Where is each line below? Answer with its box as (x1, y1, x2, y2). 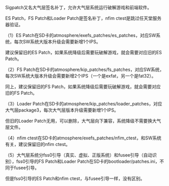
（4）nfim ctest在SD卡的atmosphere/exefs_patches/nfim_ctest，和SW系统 (5, 135, 161, 141)
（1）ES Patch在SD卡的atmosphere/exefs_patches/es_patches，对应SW (5, 32, 156, 38)
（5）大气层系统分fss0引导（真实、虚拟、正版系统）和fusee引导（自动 (5, 152, 152, 158)
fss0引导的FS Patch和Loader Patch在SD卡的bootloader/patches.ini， (16, 159, 160, 164)
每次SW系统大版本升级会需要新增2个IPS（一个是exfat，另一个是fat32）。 (5, 73, 156, 79)
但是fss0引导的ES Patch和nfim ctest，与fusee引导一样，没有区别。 (5, 175, 145, 181)
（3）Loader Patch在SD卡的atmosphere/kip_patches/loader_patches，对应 (5, 101, 162, 106)
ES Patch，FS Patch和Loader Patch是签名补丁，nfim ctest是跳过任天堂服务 (5, 15, 161, 21)
